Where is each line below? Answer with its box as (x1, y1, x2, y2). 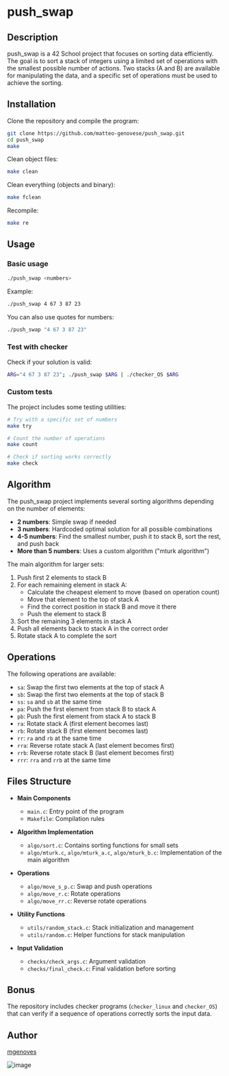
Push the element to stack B (27, 609, 107, 618)
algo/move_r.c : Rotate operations (27, 889, 121, 898)
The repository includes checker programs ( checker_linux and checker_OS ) (7, 1002, 217, 1011)
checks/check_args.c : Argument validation (27, 957, 146, 965)
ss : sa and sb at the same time (16, 697, 102, 706)
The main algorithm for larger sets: (7, 560, 105, 568)
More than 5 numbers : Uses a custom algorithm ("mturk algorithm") (16, 546, 210, 555)
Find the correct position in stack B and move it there (27, 602, 176, 611)
